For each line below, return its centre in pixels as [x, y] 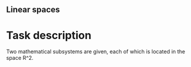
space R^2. [20, 58]
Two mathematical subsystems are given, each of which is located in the [96, 52]
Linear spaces [33, 10]
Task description [49, 35]
